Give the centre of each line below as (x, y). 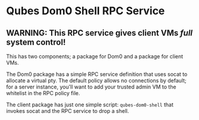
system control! (36, 42)
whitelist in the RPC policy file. (43, 93)
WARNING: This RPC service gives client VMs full (99, 33)
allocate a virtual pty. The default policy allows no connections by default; (97, 80)
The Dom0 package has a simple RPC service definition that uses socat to (97, 74)
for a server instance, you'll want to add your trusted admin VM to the (91, 87)
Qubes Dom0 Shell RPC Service (86, 11)
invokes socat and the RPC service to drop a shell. (68, 111)
